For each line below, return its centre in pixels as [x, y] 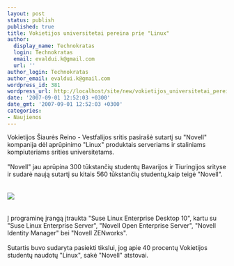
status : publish [31, 20]
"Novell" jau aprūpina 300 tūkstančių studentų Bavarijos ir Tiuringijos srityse [117, 166]
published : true [31, 26]
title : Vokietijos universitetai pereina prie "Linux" [88, 33]
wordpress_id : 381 [34, 85]
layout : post [26, 14]
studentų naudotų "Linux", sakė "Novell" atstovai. [78, 255]
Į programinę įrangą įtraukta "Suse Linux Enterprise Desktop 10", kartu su [112, 218]
